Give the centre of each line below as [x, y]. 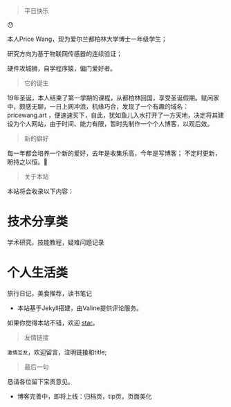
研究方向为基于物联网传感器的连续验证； [65, 54]
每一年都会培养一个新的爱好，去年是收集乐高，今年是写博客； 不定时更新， [114, 153]
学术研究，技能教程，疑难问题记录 [56, 242]
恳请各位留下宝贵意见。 [40, 381]
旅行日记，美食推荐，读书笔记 [49, 293]
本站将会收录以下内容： [40, 191]
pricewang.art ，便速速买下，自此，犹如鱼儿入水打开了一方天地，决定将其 [113, 115]
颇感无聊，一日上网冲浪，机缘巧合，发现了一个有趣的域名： [104, 106]
